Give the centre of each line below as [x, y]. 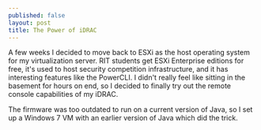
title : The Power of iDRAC [53, 30]
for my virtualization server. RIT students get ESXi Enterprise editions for [126, 61]
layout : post [30, 23]
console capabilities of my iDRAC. [63, 95]
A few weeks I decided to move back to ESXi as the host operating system [129, 53]
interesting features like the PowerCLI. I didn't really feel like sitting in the [127, 78]
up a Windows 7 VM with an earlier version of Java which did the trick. [123, 118]
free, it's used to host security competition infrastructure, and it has [118, 69]
